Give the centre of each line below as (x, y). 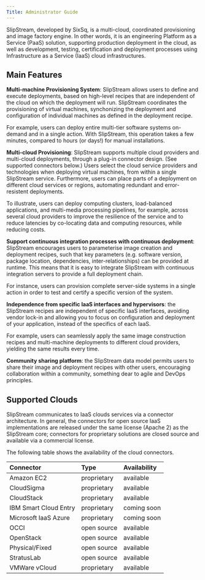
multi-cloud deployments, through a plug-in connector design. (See (92, 159)
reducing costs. (26, 230)
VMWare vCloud (33, 568)
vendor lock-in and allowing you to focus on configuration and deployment (101, 317)
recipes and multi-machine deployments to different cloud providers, (93, 342)
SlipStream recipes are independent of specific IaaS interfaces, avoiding (98, 311)
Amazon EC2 (28, 478)
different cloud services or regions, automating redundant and (85, 185)
